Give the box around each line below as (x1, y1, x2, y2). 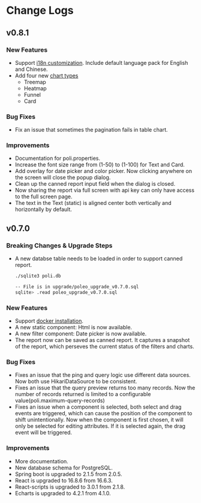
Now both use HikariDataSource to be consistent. (14, 378, 137, 385)
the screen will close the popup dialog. (14, 174, 111, 181)
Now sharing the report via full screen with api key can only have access (14, 187, 195, 194)
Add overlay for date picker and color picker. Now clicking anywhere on (14, 168, 192, 175)
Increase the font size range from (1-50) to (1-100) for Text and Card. (14, 161, 185, 168)
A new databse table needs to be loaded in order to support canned (14, 255, 183, 262)
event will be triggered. (14, 429, 72, 436)
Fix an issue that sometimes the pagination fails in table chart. (14, 126, 168, 133)
